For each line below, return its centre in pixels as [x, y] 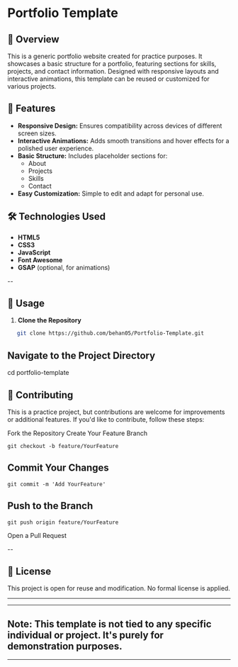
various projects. [32, 86]
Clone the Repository [49, 320]
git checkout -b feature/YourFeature [63, 446]
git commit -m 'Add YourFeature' [57, 484]
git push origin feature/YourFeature [63, 522]
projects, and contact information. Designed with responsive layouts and [113, 71]
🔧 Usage [26, 304]
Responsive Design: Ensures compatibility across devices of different [120, 125]
